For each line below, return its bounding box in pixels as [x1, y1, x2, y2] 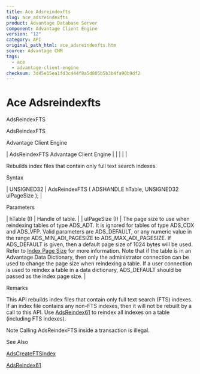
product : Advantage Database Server [6, 20, 98, 26]
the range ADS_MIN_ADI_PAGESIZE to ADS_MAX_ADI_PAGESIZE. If [6, 235, 172, 242]
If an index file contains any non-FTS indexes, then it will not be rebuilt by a [6, 303, 192, 310]
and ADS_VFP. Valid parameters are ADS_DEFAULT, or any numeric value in [6, 228, 192, 235]
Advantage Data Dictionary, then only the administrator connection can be [6, 253, 190, 261]
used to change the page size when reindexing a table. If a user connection [6, 260, 192, 267]
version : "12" [6, 31, 42, 37]
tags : [6, 53, 20, 59]
